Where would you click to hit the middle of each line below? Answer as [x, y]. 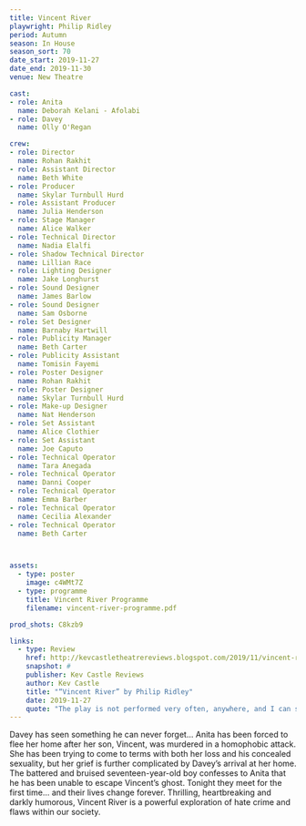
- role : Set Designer [51, 321]
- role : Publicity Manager [61, 339]
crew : [20, 144]
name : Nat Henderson [56, 415]
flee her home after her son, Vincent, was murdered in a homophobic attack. [153, 744]
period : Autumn [38, 35]
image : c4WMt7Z [55, 583]
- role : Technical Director [63, 237]
